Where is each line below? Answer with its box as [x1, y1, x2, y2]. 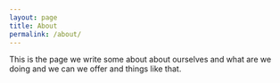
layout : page [9, 12, 58, 22]
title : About [9, 21, 58, 30]
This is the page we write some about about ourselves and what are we [9, 54, 272, 65]
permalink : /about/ [9, 29, 82, 38]
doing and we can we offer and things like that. [9, 63, 182, 74]
